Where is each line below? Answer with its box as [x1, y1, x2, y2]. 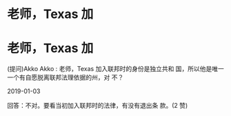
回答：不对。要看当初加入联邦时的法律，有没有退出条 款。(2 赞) [7, 101, 188, 110]
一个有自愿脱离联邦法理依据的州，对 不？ [7, 73, 124, 81]
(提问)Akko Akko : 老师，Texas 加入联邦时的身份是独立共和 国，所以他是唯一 [7, 65, 224, 73]
